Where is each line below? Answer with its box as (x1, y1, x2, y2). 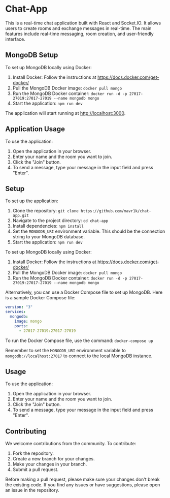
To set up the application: (5, 198, 58, 204)
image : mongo (14, 319, 42, 324)
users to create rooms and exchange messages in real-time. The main (5, 25, 152, 31)
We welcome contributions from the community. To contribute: (5, 441, 137, 447)
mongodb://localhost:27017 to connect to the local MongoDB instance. (5, 353, 153, 359)
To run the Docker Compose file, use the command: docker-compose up (5, 337, 153, 344)
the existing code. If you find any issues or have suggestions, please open (5, 482, 160, 488)
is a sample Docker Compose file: (5, 295, 76, 301)
